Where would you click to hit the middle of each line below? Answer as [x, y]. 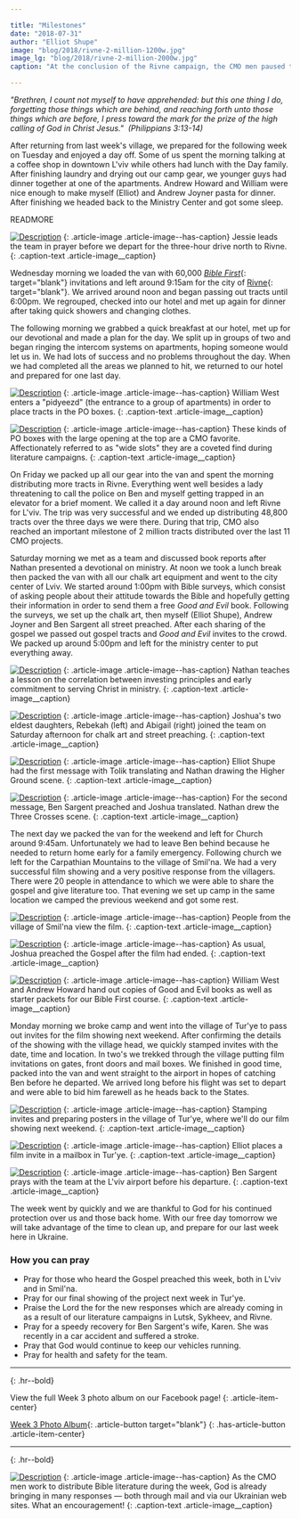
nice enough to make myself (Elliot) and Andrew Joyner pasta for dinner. [143, 193]
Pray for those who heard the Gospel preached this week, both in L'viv [152, 1279]
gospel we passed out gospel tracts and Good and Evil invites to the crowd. [149, 634]
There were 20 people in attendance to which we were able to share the [142, 881]
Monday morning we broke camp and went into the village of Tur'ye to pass [149, 1026]
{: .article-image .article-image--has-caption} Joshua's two [172, 715]
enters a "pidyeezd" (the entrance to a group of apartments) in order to [141, 402]
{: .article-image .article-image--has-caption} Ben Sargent [170, 1172]
